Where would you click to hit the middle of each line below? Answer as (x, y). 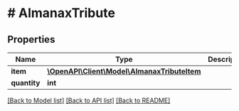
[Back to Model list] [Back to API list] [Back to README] (89, 100)
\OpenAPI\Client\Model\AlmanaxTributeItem (124, 71)
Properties (31, 39)
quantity (26, 83)
